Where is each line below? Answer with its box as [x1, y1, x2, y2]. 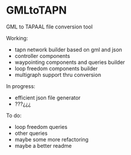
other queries [14, 130, 48, 137]
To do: [6, 112, 22, 119]
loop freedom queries [14, 123, 68, 130]
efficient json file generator [14, 94, 81, 101]
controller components [14, 52, 70, 59]
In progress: [6, 82, 35, 89]
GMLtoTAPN [6, 4, 67, 17]
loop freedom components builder [14, 64, 98, 72]
